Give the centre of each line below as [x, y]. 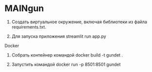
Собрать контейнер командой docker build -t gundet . [67, 55]
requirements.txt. [29, 27]
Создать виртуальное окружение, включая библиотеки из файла [79, 22]
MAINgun [24, 8]
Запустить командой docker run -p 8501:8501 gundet [66, 64]
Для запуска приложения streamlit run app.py [59, 36]
